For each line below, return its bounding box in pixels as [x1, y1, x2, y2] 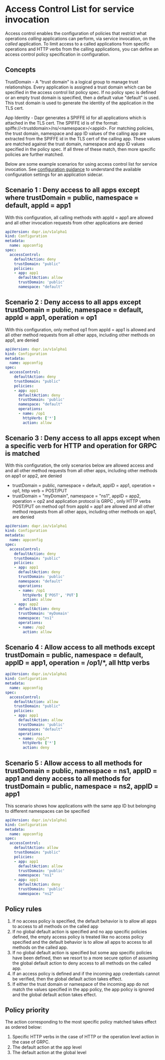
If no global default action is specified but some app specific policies [12, 949, 152, 955]
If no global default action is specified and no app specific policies [12, 928, 147, 934]
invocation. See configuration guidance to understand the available [5, 166, 141, 172]
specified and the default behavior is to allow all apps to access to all [12, 939, 153, 945]
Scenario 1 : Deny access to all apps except [5, 186, 140, 194]
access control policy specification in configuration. [5, 51, 110, 57]
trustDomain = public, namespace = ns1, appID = [5, 766, 158, 775]
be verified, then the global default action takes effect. [12, 975, 123, 982]
